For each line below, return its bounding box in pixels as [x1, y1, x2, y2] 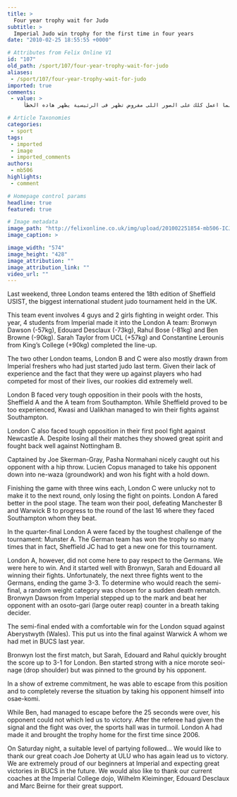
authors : [7, 160, 33, 168]
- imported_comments [10, 154, 71, 161]
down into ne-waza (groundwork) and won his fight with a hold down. [7, 470, 210, 479]
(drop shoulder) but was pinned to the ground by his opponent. [23, 666, 207, 674]
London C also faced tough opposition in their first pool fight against [7, 427, 206, 435]
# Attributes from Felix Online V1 [7, 49, 112, 56]
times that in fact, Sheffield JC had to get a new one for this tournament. [7, 543, 217, 551]
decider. [7, 609, 32, 617]
